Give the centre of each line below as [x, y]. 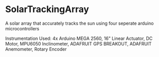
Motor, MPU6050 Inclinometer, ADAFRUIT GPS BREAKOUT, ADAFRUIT [78, 43]
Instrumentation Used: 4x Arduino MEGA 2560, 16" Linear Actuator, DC [79, 38]
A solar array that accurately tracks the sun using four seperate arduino [79, 23]
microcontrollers [22, 28]
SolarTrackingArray [47, 9]
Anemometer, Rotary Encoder [36, 49]
